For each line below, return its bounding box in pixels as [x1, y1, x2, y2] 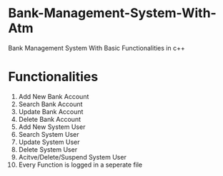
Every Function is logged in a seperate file [18, 160, 143, 169]
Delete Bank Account [18, 115, 81, 123]
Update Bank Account [18, 107, 84, 115]
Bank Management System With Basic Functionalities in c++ [8, 43, 185, 52]
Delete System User [18, 145, 78, 154]
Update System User [18, 138, 81, 146]
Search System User [18, 130, 79, 138]
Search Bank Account [18, 100, 83, 108]
